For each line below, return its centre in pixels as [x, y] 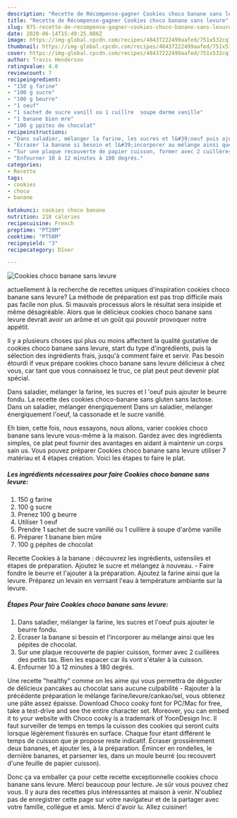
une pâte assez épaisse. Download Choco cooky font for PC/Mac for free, [115, 704]
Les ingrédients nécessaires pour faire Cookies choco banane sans [109, 474]
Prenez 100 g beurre [47, 515]
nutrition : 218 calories [44, 217]
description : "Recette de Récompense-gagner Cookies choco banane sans [115, 14]
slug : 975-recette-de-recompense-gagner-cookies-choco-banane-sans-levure [120, 27]
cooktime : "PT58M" [34, 236]
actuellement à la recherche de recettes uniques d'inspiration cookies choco [119, 289]
